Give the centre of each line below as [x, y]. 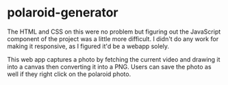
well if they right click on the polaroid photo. [69, 74]
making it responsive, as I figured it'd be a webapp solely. [88, 46]
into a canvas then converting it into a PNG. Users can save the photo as [109, 66]
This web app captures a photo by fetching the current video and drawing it [114, 59]
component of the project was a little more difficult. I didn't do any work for [113, 38]
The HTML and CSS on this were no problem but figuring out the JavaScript [114, 32]
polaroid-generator [63, 13]
